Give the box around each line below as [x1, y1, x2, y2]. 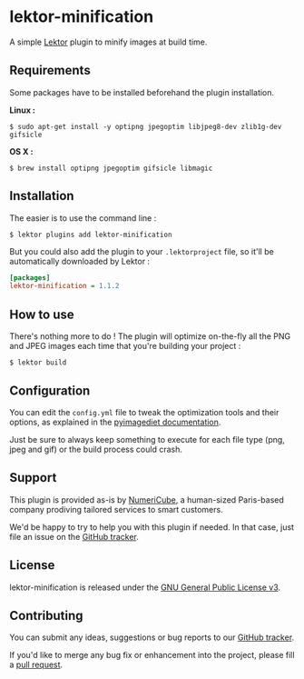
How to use [9, 306, 74, 322]
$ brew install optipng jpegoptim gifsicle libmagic [9, 164, 213, 173]
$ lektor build [9, 358, 67, 367]
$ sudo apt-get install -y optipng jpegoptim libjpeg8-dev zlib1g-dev [9, 122, 282, 131]
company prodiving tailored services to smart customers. [9, 504, 224, 514]
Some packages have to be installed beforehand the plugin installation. [9, 86, 275, 97]
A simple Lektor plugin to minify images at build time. [9, 36, 208, 47]
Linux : [9, 105, 36, 115]
